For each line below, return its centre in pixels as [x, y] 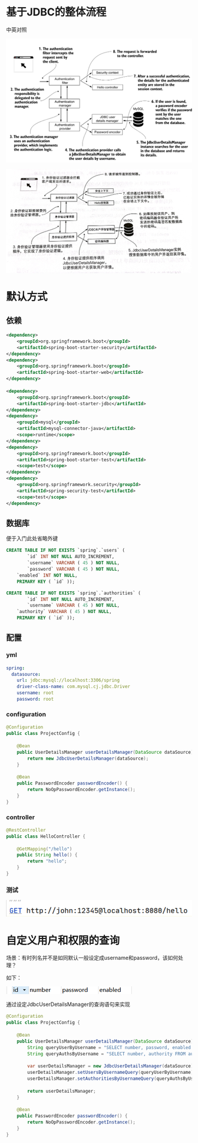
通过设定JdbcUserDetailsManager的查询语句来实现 [68, 1004]
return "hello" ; [47, 861]
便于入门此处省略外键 [32, 539]
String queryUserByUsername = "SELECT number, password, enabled [109, 1047]
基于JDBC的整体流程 [56, 12]
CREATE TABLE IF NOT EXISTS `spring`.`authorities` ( [74, 593]
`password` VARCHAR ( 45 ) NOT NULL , [73, 569]
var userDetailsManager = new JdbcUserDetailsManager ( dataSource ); [112, 1066]
